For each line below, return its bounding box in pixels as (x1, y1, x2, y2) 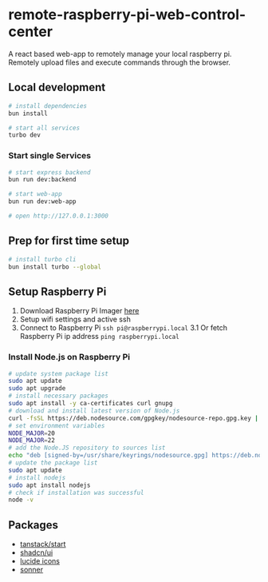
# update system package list (8, 369, 109, 377)
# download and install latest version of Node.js (8, 406, 180, 415)
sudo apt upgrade (8, 385, 66, 393)
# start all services (8, 124, 81, 132)
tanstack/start (19, 540, 66, 549)
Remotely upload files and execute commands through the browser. (8, 58, 231, 67)
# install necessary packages (8, 392, 109, 401)
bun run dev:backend (8, 176, 77, 184)
